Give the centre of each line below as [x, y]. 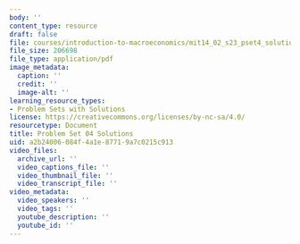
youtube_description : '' [63, 217]
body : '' [25, 17]
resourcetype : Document [54, 126]
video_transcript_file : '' [67, 184]
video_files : [33, 150]
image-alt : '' [43, 92]
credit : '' [37, 84]
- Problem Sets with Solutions [67, 109]
